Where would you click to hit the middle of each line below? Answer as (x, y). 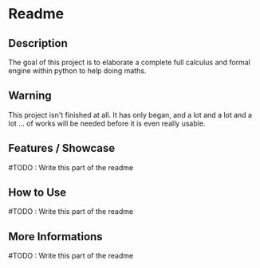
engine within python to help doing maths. (77, 71)
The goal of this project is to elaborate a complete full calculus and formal (130, 62)
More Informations (55, 237)
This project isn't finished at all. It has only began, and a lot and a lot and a (130, 115)
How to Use (37, 193)
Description (38, 43)
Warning (30, 96)
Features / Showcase (62, 148)
